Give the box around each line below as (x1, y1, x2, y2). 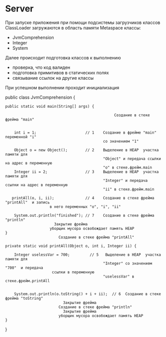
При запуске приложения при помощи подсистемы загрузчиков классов (5, 19, 161, 25)
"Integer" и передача (103, 178, 148, 183)
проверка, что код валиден (12, 64, 71, 70)
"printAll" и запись (5, 200, 50, 205)
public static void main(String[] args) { (5, 104, 94, 109)
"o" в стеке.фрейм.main (103, 165, 153, 170)
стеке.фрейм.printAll (5, 278, 50, 283)
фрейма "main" (5, 117, 35, 122)
